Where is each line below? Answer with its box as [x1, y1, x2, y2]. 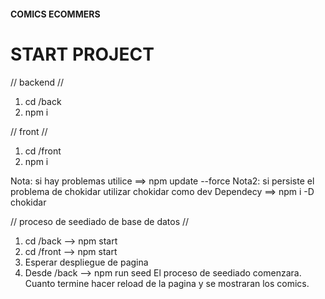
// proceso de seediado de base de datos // [10, 215, 190, 227]
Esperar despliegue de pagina [24, 256, 149, 268]
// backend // [10, 76, 64, 88]
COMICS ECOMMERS [10, 8, 101, 20]
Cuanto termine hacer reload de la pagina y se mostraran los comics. [24, 277, 310, 289]
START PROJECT [10, 43, 155, 65]
